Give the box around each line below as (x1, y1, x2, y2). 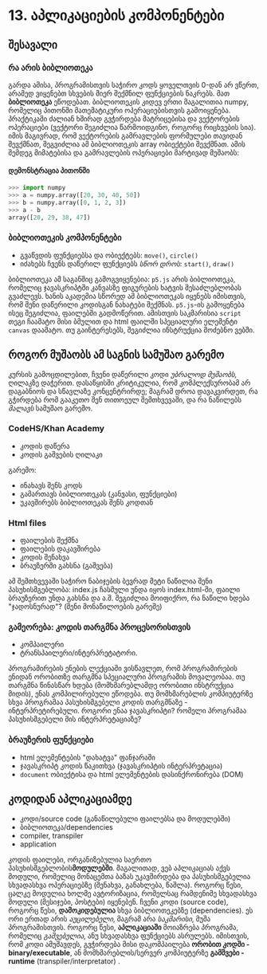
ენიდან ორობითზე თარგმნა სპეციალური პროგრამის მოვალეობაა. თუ (8, 672, 245, 681)
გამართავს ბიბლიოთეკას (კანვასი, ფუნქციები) (19, 489, 178, 498)
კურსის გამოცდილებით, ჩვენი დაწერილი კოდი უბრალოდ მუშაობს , (8, 369, 238, 379)
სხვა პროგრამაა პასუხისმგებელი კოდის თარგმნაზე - (8, 697, 188, 707)
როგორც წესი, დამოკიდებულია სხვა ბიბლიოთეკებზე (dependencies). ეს (8, 905, 253, 915)
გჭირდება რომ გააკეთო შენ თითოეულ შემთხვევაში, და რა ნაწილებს (8, 395, 241, 404)
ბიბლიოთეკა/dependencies (19, 822, 113, 831)
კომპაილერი (19, 640, 65, 650)
